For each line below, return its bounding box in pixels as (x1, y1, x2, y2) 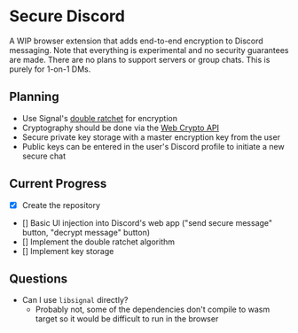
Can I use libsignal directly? (21, 295, 129, 306)
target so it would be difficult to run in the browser (35, 314, 219, 324)
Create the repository (21, 199, 100, 210)
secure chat (21, 151, 67, 161)
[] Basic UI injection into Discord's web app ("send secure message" (21, 217, 273, 228)
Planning (9, 89, 59, 105)
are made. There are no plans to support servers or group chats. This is (9, 54, 271, 65)
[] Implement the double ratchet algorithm (21, 236, 176, 247)
